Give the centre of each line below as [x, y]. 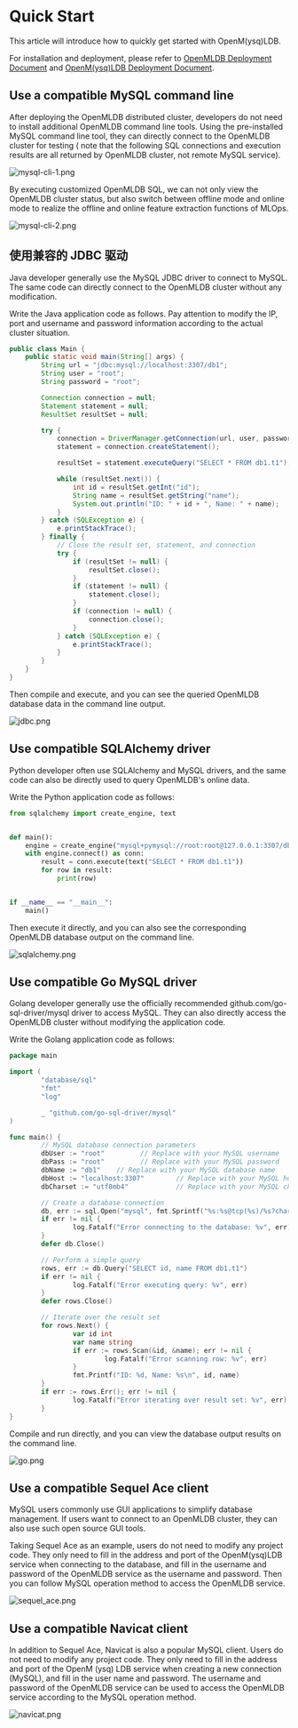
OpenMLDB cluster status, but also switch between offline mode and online [147, 198]
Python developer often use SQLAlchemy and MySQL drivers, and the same [148, 770]
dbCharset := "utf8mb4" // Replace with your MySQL [160, 1187]
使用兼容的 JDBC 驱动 [69, 256]
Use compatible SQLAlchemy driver [110, 749]
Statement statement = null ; [95, 406]
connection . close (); [126, 620]
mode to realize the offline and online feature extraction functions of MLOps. [149, 208]
